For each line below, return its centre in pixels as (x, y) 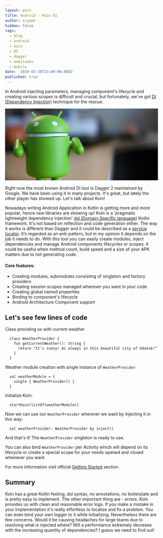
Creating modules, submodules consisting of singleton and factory (79, 276)
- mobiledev (22, 62)
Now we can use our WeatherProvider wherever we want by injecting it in (78, 414)
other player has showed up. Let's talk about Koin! (55, 198)
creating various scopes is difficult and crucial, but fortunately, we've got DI (81, 97)
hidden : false (19, 26)
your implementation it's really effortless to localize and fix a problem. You (79, 510)
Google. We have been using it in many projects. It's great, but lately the (77, 193)
